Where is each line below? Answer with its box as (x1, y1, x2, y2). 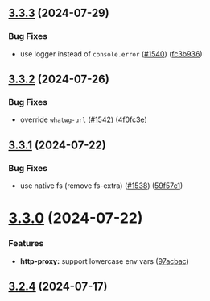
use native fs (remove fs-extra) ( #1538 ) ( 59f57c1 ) (19, 181, 183, 190)
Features (8, 238, 44, 249)
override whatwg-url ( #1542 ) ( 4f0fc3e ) (19, 115, 147, 124)
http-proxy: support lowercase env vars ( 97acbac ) (19, 256, 189, 265)
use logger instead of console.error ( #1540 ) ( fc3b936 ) (19, 48, 203, 59)
